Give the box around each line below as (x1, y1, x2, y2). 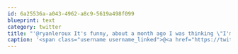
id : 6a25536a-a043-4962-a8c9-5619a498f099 (7, 10, 135, 18)
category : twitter (7, 23, 62, 30)
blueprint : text (7, 17, 55, 24)
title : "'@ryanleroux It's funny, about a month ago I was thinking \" (7, 29, 223, 37)
